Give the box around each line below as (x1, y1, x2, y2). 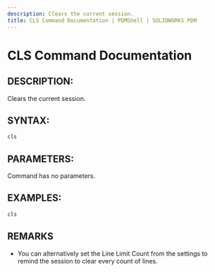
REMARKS (7, 230, 54, 242)
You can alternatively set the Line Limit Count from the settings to (17, 249, 208, 258)
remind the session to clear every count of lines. (17, 256, 158, 265)
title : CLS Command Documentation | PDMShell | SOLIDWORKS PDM (7, 17, 197, 24)
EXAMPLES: (7, 192, 62, 204)
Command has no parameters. (7, 172, 96, 180)
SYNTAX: (7, 114, 50, 126)
